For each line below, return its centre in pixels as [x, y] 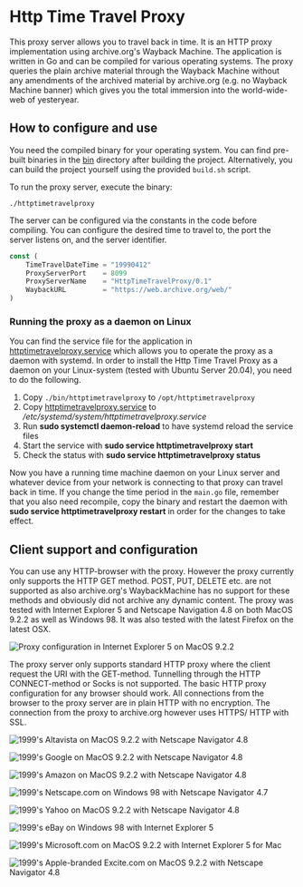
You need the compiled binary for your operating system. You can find [140, 150]
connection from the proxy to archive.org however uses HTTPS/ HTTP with [149, 713]
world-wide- [265, 90]
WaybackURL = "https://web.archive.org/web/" [129, 290]
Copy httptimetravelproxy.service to [89, 407]
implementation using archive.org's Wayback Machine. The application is [146, 51]
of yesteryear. [53, 99]
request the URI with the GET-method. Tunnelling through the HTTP [135, 674]
